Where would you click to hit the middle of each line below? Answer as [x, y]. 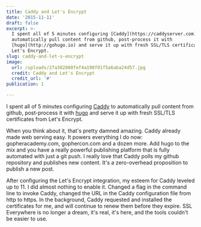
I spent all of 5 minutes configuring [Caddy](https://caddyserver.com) [104, 34]
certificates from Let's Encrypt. [45, 119]
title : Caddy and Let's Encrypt [46, 12]
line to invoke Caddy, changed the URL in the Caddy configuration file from [99, 193]
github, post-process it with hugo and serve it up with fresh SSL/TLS [91, 113]
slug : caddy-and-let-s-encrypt [45, 56]
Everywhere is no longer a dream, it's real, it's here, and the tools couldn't [97, 212]
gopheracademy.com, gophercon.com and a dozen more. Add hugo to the [98, 143]
